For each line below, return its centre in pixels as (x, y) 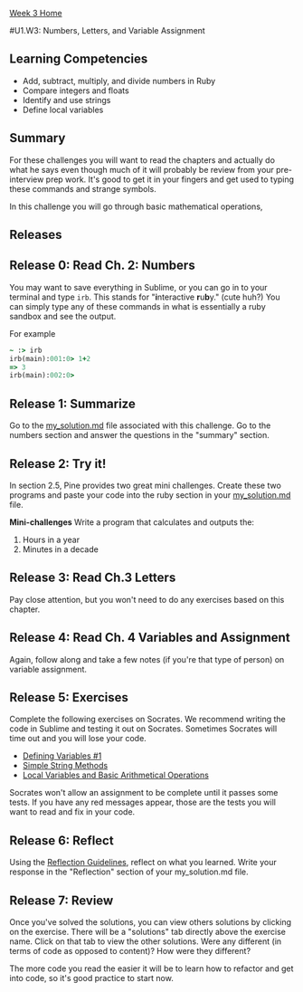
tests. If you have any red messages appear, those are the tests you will (142, 802)
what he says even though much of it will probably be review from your (142, 169)
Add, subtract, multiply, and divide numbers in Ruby (119, 81)
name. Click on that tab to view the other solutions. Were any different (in (146, 941)
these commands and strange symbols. (83, 188)
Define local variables (63, 110)
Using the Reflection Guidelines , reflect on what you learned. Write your (143, 863)
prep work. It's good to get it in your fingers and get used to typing (170, 179)
